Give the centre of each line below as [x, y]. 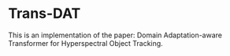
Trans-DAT [45, 14]
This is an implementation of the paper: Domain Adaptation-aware [115, 35]
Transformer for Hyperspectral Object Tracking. [85, 43]
